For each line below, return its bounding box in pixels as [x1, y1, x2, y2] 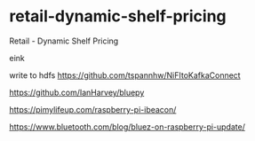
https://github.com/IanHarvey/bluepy [9, 87, 145, 98]
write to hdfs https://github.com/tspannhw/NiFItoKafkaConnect [9, 69, 242, 81]
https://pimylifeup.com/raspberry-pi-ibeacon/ [9, 104, 177, 114]
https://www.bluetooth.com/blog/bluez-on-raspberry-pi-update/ [9, 121, 246, 132]
